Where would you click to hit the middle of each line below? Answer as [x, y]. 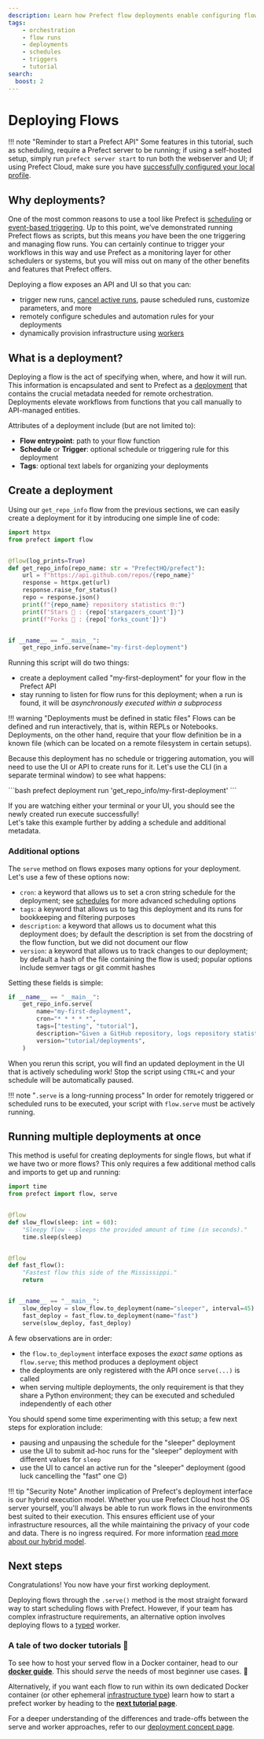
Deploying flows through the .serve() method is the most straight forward [128, 1600]
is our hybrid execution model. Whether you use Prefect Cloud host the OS [129, 1499]
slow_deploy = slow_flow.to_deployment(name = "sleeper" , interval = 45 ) [139, 1308]
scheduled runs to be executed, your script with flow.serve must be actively [132, 1103]
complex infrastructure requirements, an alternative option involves [117, 1617]
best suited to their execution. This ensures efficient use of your [112, 1516]
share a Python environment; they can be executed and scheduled [127, 1395]
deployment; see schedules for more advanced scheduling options [128, 900]
